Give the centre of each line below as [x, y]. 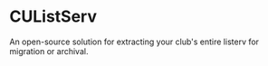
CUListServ [53, 17]
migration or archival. [49, 51]
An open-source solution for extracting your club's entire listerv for [134, 42]
